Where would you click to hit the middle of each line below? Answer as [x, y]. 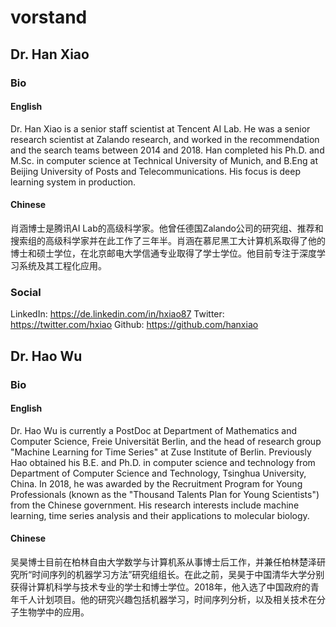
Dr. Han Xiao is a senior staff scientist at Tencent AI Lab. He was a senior [160, 128]
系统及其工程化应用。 [62, 265]
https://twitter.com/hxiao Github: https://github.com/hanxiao [134, 325]
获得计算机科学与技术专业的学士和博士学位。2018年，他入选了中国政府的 [160, 587]
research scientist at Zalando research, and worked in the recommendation [165, 139]
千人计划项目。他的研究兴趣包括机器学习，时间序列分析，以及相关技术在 [167, 599]
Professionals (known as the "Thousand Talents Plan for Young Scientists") [165, 494]
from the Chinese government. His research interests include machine [155, 505]
